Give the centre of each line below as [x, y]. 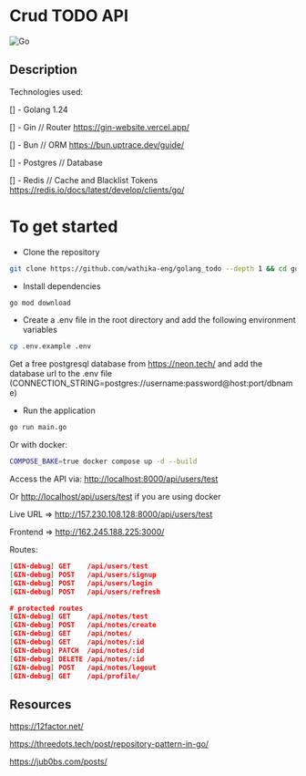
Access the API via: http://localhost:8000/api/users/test [114, 479]
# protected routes [46, 608]
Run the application [59, 410]
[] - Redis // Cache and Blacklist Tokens [84, 180]
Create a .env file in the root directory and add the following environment [159, 320]
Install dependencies [62, 286]
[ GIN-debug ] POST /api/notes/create [83, 626]
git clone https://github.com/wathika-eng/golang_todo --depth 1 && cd [148, 269]
